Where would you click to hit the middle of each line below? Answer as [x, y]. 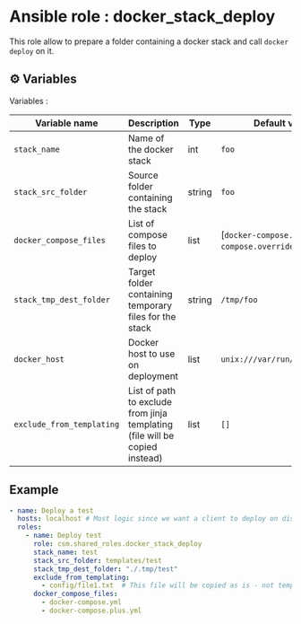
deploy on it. [32, 50]
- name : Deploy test [64, 536]
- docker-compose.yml [82, 602]
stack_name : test [65, 552]
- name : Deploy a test [52, 510]
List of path [152, 391]
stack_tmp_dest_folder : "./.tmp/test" [105, 569]
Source [143, 175]
